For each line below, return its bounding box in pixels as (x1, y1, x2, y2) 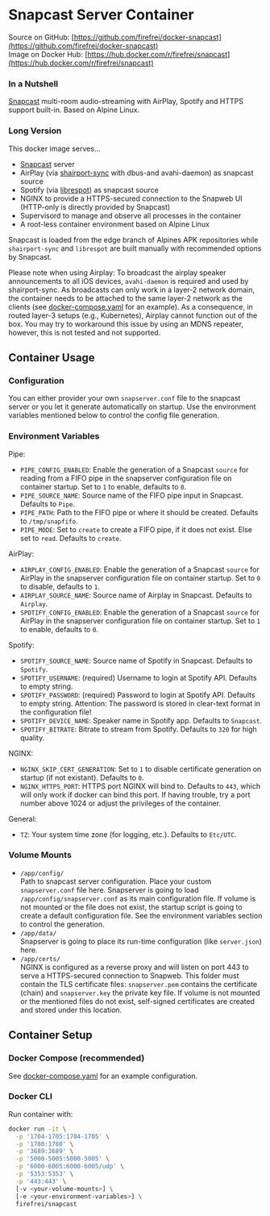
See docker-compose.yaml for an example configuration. (8, 1071, 198, 1081)
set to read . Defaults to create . (19, 533, 122, 543)
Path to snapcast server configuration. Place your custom (19, 877, 212, 886)
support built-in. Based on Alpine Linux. (8, 105, 140, 115)
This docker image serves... (8, 144, 101, 153)
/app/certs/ (19, 955, 60, 963)
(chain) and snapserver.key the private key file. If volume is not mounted (19, 988, 260, 997)
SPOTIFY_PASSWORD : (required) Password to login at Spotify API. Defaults (19, 689, 255, 699)
